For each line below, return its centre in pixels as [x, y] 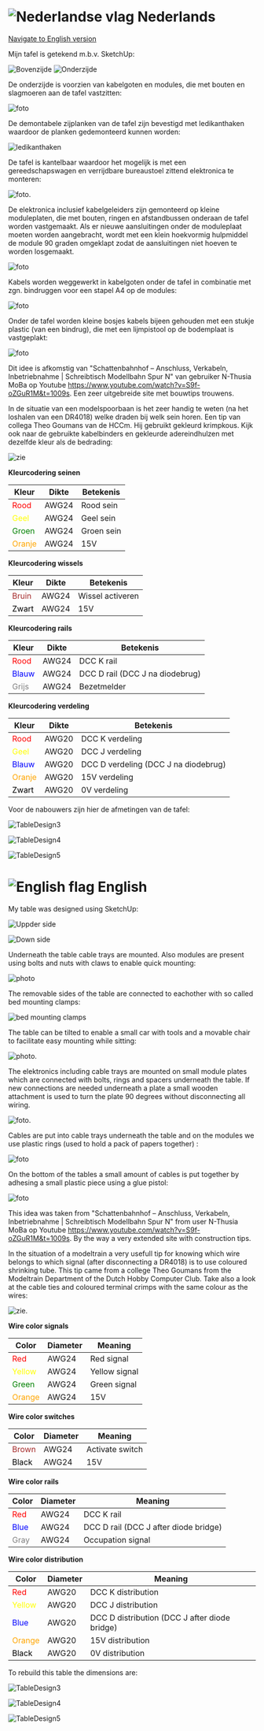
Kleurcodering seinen [44, 472]
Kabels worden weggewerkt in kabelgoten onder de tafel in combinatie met [130, 282]
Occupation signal [117, 1540]
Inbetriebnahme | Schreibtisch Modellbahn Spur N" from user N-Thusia [123, 1221]
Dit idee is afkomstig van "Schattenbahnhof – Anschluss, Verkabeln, [118, 368]
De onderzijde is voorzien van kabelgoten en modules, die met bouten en [126, 84]
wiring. [19, 1105]
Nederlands [176, 17]
